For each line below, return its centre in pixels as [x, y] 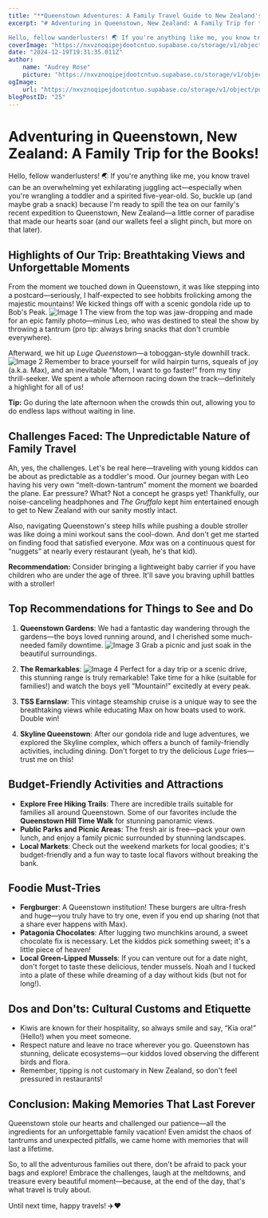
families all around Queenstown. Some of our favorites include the [128, 812]
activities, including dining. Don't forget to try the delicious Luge [125, 751]
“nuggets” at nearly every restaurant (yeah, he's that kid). [103, 551]
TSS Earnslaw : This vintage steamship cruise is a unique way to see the [138, 701]
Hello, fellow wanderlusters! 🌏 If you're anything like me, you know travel [129, 176]
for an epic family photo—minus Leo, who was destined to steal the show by [134, 321]
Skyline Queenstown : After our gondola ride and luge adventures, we [134, 734]
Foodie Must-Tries [55, 888]
